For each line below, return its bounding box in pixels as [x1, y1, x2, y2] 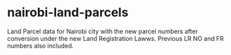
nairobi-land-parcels [7, 5, 129, 20]
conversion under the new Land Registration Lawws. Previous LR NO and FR [7, 34, 224, 42]
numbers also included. [7, 41, 74, 50]
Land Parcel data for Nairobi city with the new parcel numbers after [7, 27, 199, 35]
